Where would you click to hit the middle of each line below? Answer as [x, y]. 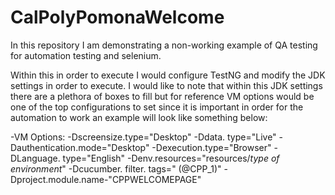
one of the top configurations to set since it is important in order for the [157, 107]
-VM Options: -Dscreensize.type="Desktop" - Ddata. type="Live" [143, 137]
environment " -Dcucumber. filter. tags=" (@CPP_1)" [116, 168]
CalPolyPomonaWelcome [117, 17]
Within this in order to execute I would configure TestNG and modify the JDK [168, 75]
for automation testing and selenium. [86, 55]
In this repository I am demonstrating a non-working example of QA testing [164, 45]
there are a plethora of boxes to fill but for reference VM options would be [162, 96]
